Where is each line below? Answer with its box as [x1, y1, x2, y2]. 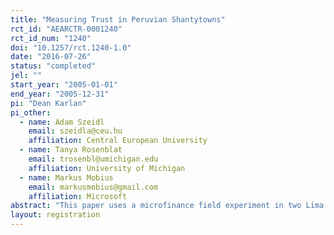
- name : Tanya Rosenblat [19, 145, 123, 155]
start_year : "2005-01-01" [10, 80, 118, 90]
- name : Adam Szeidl [19, 117, 105, 127]
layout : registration [10, 210, 101, 220]
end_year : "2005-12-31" [10, 89, 110, 99]
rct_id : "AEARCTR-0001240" [10, 24, 123, 34]
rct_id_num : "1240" [10, 33, 92, 43]
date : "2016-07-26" [10, 52, 92, 62]
